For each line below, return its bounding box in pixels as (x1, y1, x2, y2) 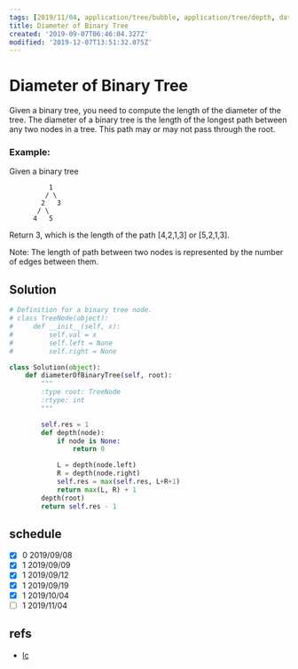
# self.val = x (9, 330, 98, 339)
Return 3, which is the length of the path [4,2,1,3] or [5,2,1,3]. (9, 229, 231, 240)
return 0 (72, 445, 105, 454)
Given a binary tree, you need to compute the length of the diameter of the (9, 105, 282, 116)
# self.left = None (9, 338, 114, 347)
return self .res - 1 (41, 502, 117, 510)
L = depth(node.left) (56, 461, 137, 470)
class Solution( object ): (9, 362, 101, 372)
